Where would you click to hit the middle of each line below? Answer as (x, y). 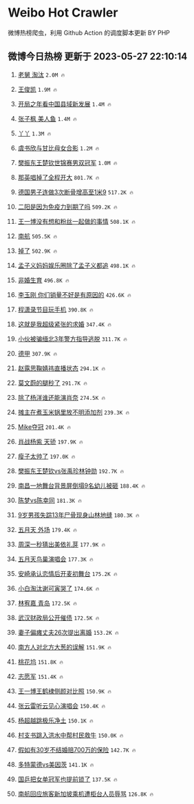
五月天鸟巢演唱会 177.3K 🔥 (55, 559)
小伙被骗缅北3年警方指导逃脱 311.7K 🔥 (73, 338)
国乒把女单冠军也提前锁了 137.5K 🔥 (67, 779)
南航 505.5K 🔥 (37, 236)
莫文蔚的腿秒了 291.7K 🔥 (53, 383)
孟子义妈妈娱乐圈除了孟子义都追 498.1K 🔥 (77, 265)
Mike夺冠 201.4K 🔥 (44, 427)
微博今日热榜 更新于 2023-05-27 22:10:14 (98, 57)
